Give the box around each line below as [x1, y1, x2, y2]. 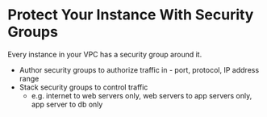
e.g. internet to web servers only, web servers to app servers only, [31, 90, 252, 100]
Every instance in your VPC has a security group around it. [7, 49, 202, 59]
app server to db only [31, 99, 103, 109]
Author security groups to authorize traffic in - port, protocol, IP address [19, 65, 260, 74]
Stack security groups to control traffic [19, 82, 148, 92]
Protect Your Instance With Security [7, 6, 254, 24]
